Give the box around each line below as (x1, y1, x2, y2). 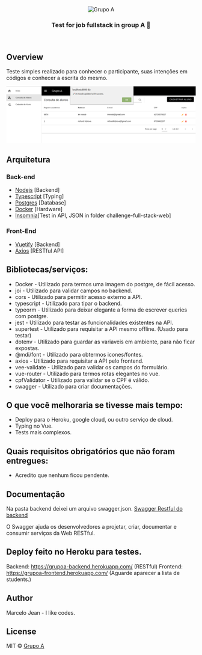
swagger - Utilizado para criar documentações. (14, 383, 133, 390)
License (6, 626, 37, 636)
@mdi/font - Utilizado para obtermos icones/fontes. (14, 351, 143, 358)
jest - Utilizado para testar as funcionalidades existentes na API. (14, 319, 174, 326)
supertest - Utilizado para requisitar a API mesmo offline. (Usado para (14, 325, 188, 333)
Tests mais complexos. (14, 429, 72, 436)
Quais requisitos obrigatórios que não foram (6, 446, 176, 457)
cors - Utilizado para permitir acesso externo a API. (14, 293, 142, 300)
